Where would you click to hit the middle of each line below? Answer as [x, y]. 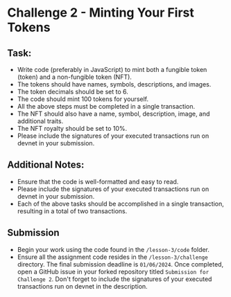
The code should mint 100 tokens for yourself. [83, 99]
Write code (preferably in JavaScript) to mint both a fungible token [112, 70]
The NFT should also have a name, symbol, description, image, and [113, 114]
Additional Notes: [46, 165]
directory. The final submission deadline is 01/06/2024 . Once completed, [120, 264]
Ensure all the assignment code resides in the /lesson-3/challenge [112, 257]
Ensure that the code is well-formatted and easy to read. [98, 181]
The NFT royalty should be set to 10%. [72, 128]
